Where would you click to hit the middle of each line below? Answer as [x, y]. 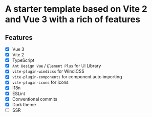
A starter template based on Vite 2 [76, 9]
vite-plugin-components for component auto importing [67, 77]
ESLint [19, 94]
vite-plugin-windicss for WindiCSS [48, 71]
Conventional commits [35, 99]
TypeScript [23, 60]
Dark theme [24, 104]
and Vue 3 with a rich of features [73, 19]
